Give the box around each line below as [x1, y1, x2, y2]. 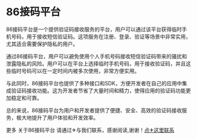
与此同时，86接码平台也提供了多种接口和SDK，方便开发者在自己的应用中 [6, 79, 182, 86]
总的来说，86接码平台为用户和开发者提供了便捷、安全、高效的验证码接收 [6, 106, 182, 114]
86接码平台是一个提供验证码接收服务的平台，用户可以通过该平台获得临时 [6, 26, 182, 33]
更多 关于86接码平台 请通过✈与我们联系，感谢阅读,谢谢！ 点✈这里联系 [6, 126, 175, 133]
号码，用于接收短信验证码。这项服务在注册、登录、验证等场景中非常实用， [11, 33, 191, 40]
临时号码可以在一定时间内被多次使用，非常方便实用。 [11, 67, 140, 74]
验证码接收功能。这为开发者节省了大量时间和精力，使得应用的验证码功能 [11, 87, 186, 94]
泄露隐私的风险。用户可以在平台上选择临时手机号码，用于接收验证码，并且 [6, 60, 186, 67]
